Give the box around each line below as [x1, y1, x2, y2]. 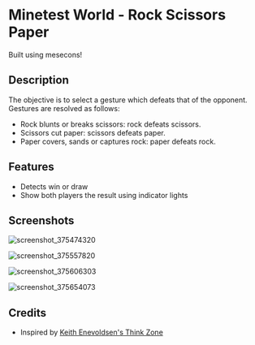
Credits [8, 306, 47, 320]
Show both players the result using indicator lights [19, 190, 188, 200]
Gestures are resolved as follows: [8, 103, 120, 113]
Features [8, 160, 54, 174]
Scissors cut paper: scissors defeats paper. [19, 127, 166, 137]
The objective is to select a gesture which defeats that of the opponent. [8, 95, 248, 105]
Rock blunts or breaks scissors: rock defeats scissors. [19, 119, 201, 129]
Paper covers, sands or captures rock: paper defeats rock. [19, 136, 217, 146]
